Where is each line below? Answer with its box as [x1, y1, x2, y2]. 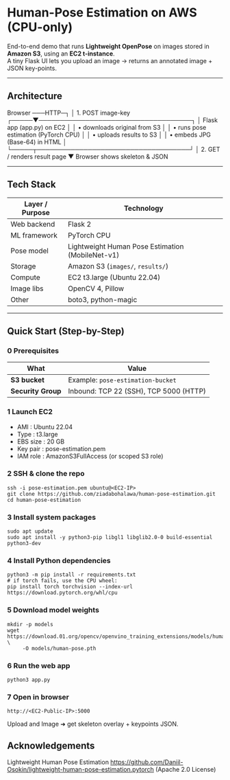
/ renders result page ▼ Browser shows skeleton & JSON [7, 152, 168, 161]
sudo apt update [7, 528, 53, 535]
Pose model [10, 246, 49, 255]
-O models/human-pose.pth [22, 645, 97, 652]
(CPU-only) [7, 19, 73, 35]
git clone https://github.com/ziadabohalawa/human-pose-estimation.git [7, 490, 216, 497]
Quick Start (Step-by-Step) [7, 325, 125, 337]
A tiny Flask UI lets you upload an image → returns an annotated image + [7, 56, 213, 65]
